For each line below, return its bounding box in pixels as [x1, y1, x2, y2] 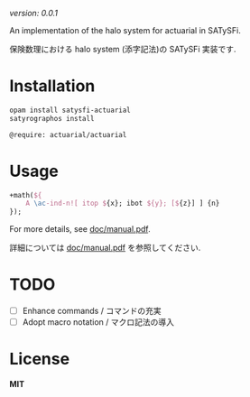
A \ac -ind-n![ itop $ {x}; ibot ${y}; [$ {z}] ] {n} [25, 198, 220, 208]
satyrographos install [9, 114, 95, 123]
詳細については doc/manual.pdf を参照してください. [9, 243, 201, 254]
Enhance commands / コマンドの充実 [22, 306, 162, 317]
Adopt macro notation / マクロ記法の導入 [22, 317, 174, 328]
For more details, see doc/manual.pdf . [9, 224, 151, 235]
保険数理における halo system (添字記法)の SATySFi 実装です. [9, 44, 236, 54]
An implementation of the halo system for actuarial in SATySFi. [9, 25, 241, 35]
